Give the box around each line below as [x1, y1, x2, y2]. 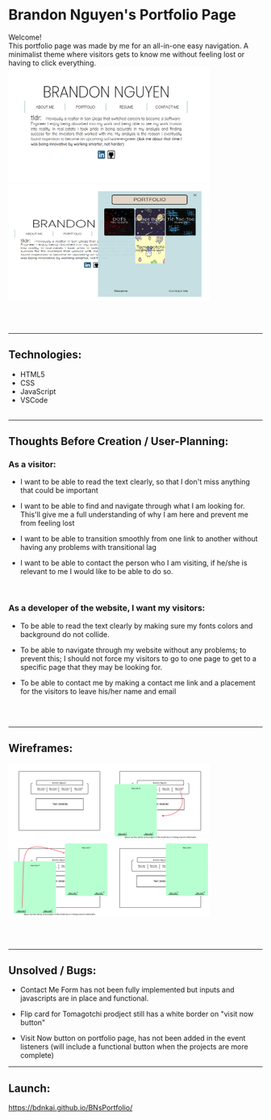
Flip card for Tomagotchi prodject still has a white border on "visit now [19, 1010, 254, 1019]
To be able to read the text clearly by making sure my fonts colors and [19, 621, 253, 631]
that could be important [19, 485, 98, 495]
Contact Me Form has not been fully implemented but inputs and [19, 985, 236, 995]
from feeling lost [19, 518, 75, 528]
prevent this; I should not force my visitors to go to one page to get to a [19, 653, 256, 663]
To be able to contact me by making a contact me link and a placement [19, 677, 256, 687]
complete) [19, 1051, 55, 1060]
